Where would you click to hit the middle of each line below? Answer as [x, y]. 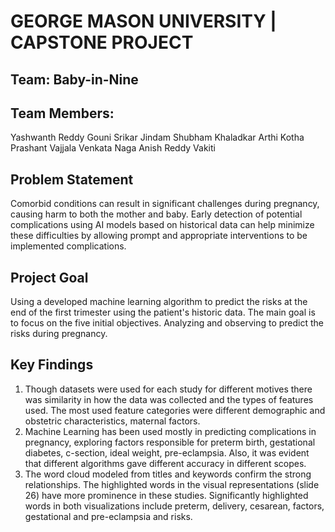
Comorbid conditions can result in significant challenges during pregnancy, [165, 204]
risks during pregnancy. [59, 334]
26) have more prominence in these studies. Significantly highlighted [166, 495]
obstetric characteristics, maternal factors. [112, 421]
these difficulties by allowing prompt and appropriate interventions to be [159, 236]
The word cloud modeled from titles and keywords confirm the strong [168, 474]
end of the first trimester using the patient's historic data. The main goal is [163, 312]
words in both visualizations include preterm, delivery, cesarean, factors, [174, 506]
